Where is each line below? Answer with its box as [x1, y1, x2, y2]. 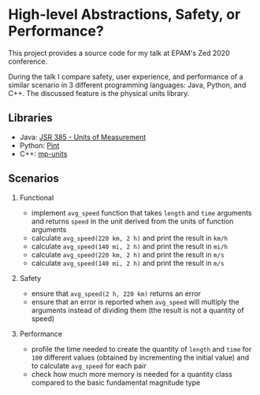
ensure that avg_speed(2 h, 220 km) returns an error [31, 289, 202, 298]
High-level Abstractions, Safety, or [8, 6, 241, 24]
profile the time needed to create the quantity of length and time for [31, 344, 252, 353]
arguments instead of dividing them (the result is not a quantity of [31, 305, 244, 315]
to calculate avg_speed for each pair [31, 360, 147, 371]
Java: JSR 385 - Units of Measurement [19, 132, 147, 142]
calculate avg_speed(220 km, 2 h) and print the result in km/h [31, 233, 228, 242]
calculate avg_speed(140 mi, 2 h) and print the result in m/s [31, 258, 225, 268]
